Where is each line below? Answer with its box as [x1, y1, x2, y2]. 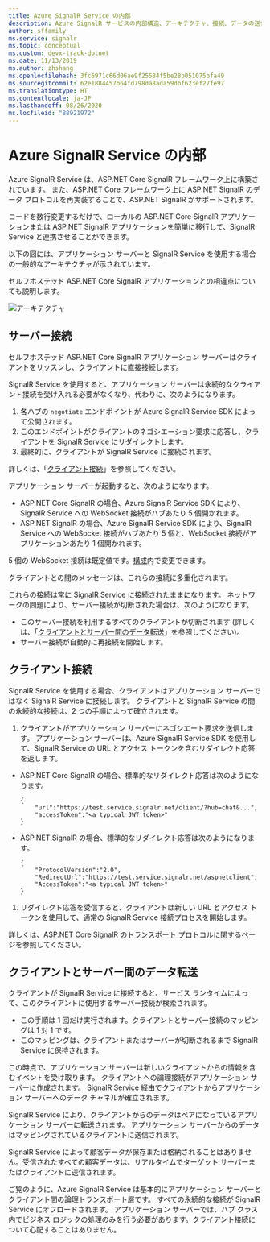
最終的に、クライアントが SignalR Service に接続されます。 [19, 446, 216, 456]
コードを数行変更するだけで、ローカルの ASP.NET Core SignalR [8, 211, 219, 221]
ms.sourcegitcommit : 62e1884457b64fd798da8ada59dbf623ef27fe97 [8, 79, 225, 87]
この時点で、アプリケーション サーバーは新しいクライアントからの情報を [8, 1062, 249, 1072]
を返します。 [19, 753, 63, 763]
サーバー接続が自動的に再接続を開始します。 [19, 637, 168, 647]
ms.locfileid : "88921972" [8, 110, 95, 118]
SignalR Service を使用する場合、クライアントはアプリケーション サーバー [8, 685, 254, 695]
